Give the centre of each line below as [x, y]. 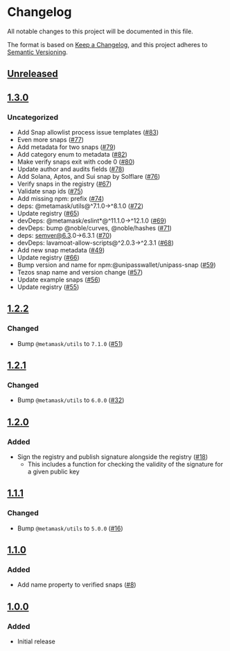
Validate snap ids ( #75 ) [50, 191]
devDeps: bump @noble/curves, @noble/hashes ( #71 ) [94, 228]
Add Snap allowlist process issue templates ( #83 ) [88, 132]
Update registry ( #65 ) [48, 214]
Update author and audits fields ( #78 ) [71, 169]
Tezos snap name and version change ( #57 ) [80, 272]
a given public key [53, 471]
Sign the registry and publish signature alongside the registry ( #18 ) [113, 457]
